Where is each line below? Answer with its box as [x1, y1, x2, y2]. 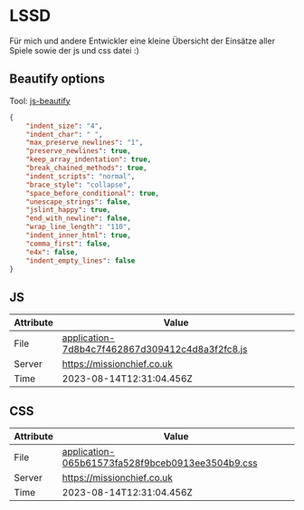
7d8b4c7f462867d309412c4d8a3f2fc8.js [62, 343, 248, 356]
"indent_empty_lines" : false [25, 255, 136, 265]
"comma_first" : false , [25, 239, 111, 248]
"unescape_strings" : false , [25, 197, 131, 207]
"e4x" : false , [25, 247, 79, 256]
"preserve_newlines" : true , [25, 147, 131, 156]
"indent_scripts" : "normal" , [25, 171, 136, 181]
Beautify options [9, 72, 106, 87]
